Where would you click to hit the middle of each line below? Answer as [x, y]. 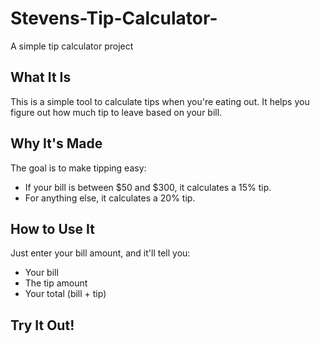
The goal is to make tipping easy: [78, 168]
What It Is [41, 77]
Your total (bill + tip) [65, 294]
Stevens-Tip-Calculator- [114, 18]
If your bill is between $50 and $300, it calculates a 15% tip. [148, 187]
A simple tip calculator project [72, 46]
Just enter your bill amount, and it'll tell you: [100, 253]
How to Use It [52, 228]
